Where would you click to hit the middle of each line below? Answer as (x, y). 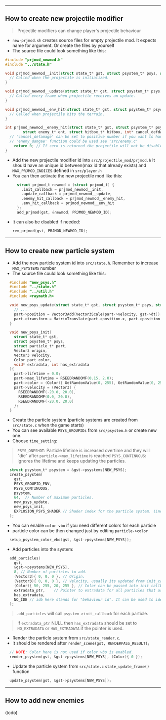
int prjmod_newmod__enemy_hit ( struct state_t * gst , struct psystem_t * (79, 127)
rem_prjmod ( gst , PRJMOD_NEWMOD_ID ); (50, 231)
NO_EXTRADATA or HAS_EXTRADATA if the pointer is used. (70, 629)
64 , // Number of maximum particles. (54, 498)
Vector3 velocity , (33, 355)
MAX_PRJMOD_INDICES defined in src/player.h (57, 170)
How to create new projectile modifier (64, 19)
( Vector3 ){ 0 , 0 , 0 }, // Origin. (49, 577)
